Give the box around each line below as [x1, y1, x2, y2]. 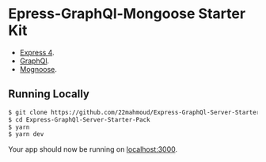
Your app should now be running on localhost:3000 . [8, 145, 178, 154]
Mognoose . [19, 64, 58, 73]
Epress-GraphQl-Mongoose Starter [8, 5, 246, 23]
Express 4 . [19, 47, 55, 57]
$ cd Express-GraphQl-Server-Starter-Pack [8, 115, 150, 123]
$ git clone [8, 108, 47, 116]
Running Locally [8, 88, 89, 101]
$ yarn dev [8, 130, 44, 138]
